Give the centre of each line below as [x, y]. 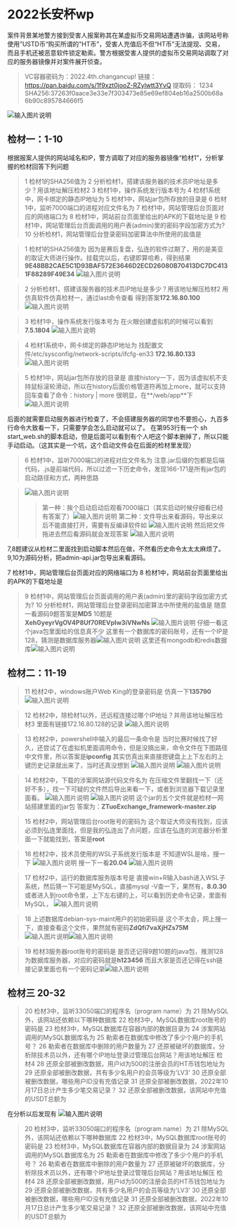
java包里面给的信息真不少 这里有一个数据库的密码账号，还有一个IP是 [130, 631]
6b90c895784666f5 [54, 100]
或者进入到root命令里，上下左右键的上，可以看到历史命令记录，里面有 [126, 895]
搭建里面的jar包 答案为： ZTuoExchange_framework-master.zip [123, 806]
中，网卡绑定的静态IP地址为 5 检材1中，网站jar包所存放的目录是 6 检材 [125, 199]
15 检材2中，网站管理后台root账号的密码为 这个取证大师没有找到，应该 [126, 821]
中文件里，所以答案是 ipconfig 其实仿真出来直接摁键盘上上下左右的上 [124, 756]
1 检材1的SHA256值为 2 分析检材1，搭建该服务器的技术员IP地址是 [118, 181]
